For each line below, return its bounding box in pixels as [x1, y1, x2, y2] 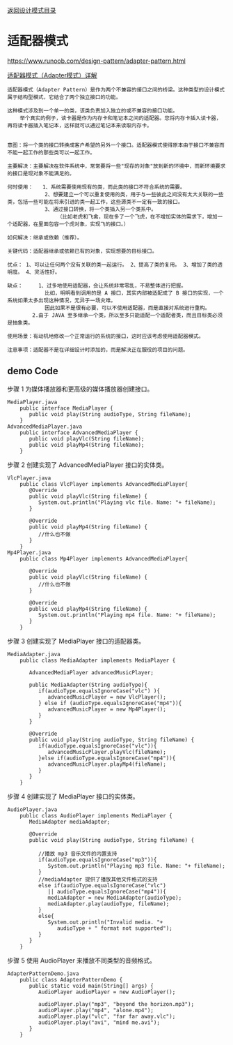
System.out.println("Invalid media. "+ [47, 919, 163, 926]
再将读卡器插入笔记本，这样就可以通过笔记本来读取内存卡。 [7, 121, 152, 129]
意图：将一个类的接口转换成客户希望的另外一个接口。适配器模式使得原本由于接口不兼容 [7, 142, 220, 149]
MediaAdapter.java [7, 651, 61, 658]
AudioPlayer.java [7, 806, 58, 813]
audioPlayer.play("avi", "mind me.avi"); [38, 1018, 160, 1026]
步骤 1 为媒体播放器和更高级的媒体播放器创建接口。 [7, 385, 154, 393]
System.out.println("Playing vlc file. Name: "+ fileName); [38, 498, 216, 506]
